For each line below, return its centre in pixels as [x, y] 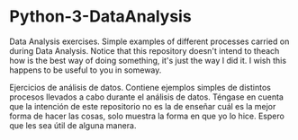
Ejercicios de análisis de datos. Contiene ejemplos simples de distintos [140, 87]
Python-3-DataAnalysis [100, 17]
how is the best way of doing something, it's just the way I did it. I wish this [148, 60]
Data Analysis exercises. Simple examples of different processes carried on [149, 41]
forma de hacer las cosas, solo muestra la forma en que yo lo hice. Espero [147, 116]
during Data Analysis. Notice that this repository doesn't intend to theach [144, 50]
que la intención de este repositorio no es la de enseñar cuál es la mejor [143, 106]
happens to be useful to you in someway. [86, 70]
